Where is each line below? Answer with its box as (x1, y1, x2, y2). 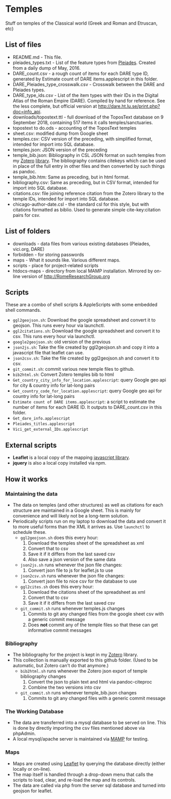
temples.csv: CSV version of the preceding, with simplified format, (12, 135, 153, 142)
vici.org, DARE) (12, 246, 45, 252)
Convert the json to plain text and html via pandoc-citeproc (28, 679, 152, 685)
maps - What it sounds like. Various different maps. (12, 257, 121, 263)
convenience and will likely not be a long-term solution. (12, 512, 129, 518)
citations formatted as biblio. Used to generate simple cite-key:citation (12, 206, 161, 213)
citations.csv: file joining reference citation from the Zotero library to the (12, 190, 164, 196)
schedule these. (12, 529, 47, 535)
